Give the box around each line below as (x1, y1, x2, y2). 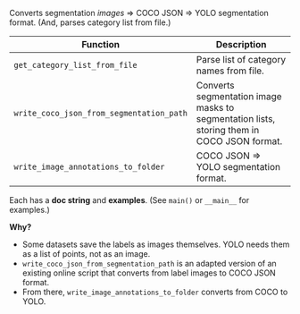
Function (81, 38, 121, 50)
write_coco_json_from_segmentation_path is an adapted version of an (21, 259, 277, 268)
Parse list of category (196, 54, 287, 65)
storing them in (196, 124, 260, 136)
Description (215, 38, 267, 50)
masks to (196, 102, 235, 114)
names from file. (196, 64, 265, 77)
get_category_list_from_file (13, 60, 137, 70)
